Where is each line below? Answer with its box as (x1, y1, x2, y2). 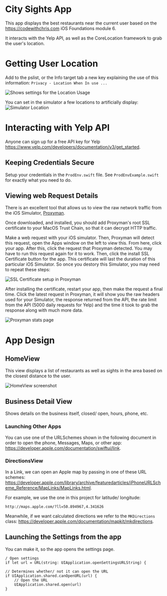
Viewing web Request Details (5, 192, 98, 200)
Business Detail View (5, 397, 72, 406)
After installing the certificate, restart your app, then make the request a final (5, 286, 163, 292)
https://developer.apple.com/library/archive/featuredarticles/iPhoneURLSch (5, 479, 161, 485)
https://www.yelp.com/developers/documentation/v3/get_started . (5, 144, 141, 150)
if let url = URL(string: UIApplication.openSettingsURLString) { (5, 560, 146, 565)
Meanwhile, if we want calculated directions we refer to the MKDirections (5, 513, 155, 519)
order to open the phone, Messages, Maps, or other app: (5, 439, 122, 446)
